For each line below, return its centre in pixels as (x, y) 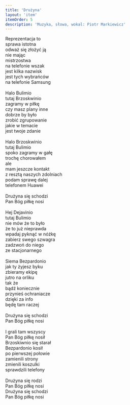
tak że (12, 283)
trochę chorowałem (26, 158)
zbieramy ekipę (21, 272)
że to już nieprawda (26, 229)
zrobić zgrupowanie (26, 120)
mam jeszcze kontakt (27, 169)
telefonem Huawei (24, 185)
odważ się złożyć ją (26, 50)
